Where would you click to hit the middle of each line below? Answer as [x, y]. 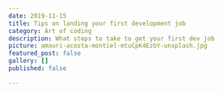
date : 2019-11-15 [38, 16]
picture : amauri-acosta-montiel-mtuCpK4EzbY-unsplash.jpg [108, 46]
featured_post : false [45, 53]
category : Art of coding [50, 31]
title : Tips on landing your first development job [97, 23]
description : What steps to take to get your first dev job [112, 38]
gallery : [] [28, 61]
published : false [38, 69]
